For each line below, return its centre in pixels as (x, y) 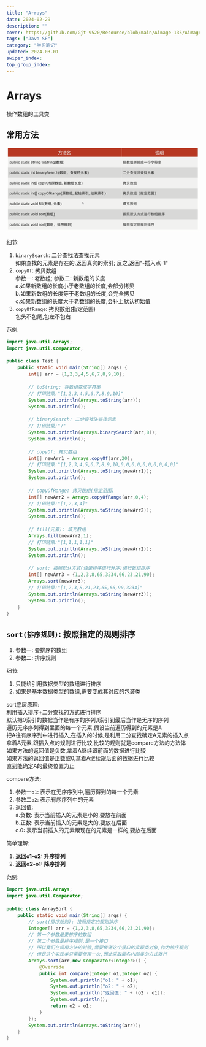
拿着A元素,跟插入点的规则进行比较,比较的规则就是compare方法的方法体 (96, 743)
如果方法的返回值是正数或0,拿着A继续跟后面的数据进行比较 (81, 758)
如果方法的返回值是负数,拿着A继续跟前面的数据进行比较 (76, 751)
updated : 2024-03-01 (33, 52)
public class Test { (33, 361)
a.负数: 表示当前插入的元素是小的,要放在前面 (71, 815)
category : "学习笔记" (32, 45)
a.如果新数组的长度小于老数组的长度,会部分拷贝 (75, 286)
